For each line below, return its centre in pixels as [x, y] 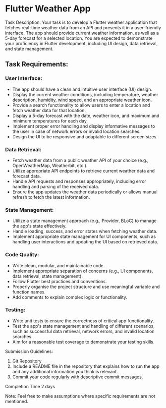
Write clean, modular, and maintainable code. [58, 265]
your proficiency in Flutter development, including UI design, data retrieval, [82, 43]
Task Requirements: [37, 64]
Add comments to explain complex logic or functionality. [70, 297]
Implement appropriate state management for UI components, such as [84, 236]
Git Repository [27, 361]
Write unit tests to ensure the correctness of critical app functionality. [83, 321]
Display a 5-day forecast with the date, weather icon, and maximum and [86, 116]
